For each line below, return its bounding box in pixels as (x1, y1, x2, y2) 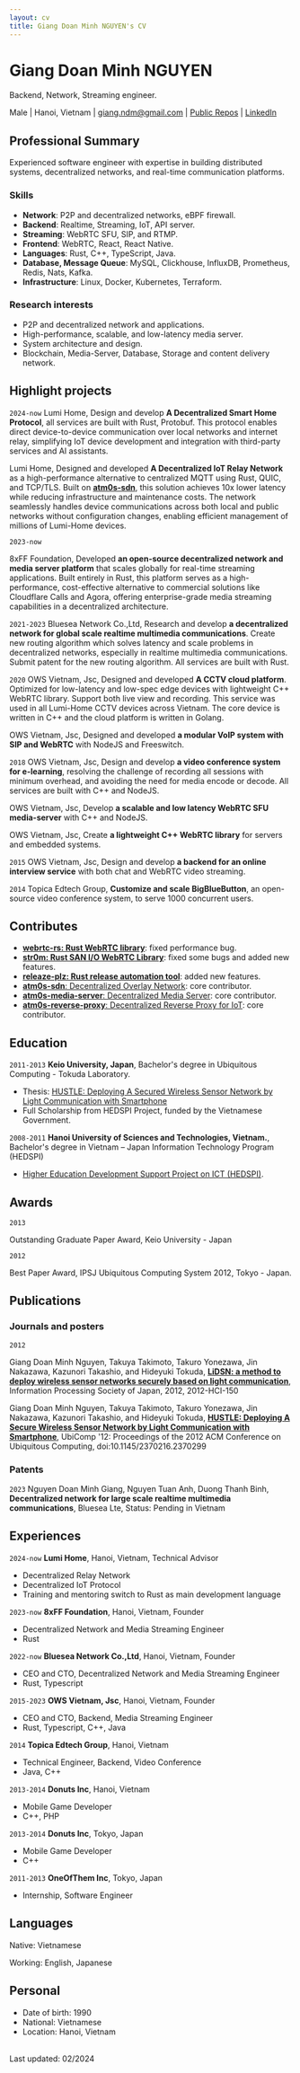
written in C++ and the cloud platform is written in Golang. (9, 711, 225, 723)
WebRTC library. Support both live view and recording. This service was (9, 692, 276, 703)
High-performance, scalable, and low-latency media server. (22, 329, 244, 340)
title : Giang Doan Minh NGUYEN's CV (9, 22, 146, 31)
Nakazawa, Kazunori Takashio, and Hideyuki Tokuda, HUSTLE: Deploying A (9, 1412, 290, 1423)
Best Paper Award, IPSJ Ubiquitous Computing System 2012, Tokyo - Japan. (9, 1267, 292, 1278)
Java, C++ (22, 1766, 61, 1777)
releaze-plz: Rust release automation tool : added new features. (22, 971, 261, 982)
